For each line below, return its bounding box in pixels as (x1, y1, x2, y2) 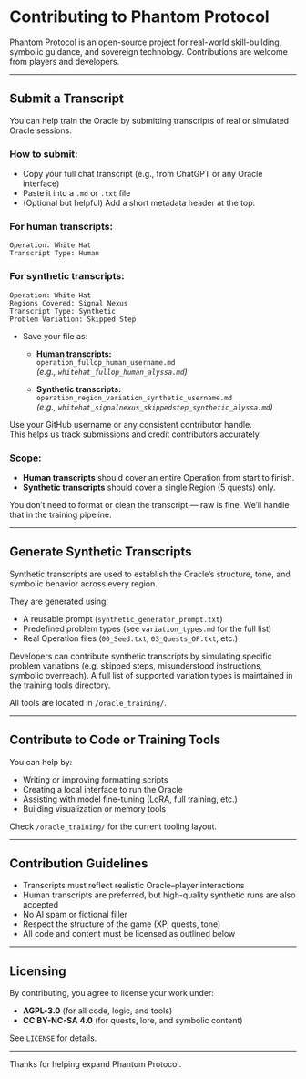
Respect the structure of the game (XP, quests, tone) (22, 918, 221, 929)
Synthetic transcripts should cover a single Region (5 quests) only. (22, 482, 276, 493)
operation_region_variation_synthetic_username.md (36, 393, 233, 402)
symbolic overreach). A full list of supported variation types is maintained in (9, 669, 293, 680)
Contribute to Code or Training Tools (9, 732, 221, 748)
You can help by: (9, 756, 73, 767)
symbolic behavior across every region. (9, 577, 158, 589)
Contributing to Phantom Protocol (9, 6, 270, 27)
